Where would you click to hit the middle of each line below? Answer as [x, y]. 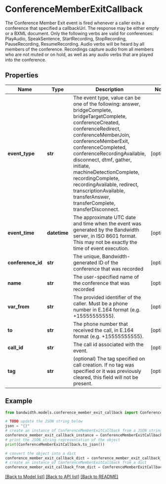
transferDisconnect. [96, 209]
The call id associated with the [109, 344]
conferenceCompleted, [100, 147]
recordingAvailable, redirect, [106, 184]
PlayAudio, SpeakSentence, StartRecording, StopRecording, [66, 39]
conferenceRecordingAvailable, [110, 153]
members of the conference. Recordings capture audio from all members [80, 49]
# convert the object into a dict [41, 453]
